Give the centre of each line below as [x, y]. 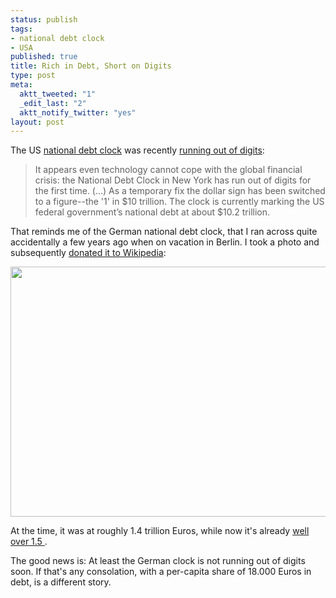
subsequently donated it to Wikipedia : [88, 253]
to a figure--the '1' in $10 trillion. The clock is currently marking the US [179, 202]
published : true [44, 57]
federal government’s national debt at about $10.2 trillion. [152, 212]
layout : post [37, 122]
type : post [33, 76]
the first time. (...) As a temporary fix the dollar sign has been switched [180, 191]
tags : [21, 29]
